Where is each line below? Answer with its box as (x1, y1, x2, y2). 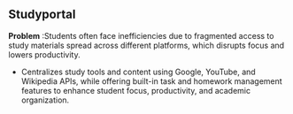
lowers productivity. (8, 49, 81, 60)
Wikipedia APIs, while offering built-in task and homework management (20, 75, 282, 87)
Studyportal (8, 7, 76, 22)
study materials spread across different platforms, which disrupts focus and (8, 40, 285, 50)
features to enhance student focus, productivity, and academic (20, 85, 251, 95)
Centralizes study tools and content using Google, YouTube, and (20, 66, 256, 77)
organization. (20, 95, 70, 105)
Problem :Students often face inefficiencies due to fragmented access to (8, 30, 274, 41)
